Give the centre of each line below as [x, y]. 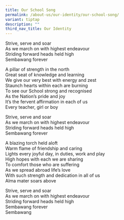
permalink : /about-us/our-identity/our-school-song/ [62, 15]
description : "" [22, 24]
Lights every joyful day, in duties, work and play [55, 154]
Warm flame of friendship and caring [44, 148]
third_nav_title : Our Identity [38, 29]
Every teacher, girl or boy [32, 107]
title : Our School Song [30, 10]
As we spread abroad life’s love [38, 170]
